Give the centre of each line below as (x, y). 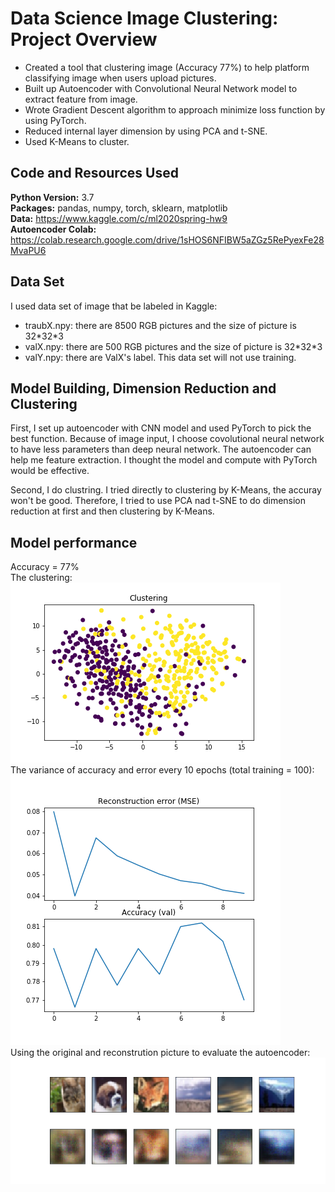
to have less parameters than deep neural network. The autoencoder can (161, 449)
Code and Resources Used (94, 173)
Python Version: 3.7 (52, 197)
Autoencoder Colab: (53, 229)
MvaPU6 (28, 250)
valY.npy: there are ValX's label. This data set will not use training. (160, 357)
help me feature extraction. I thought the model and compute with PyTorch (164, 460)
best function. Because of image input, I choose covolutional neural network (167, 439)
